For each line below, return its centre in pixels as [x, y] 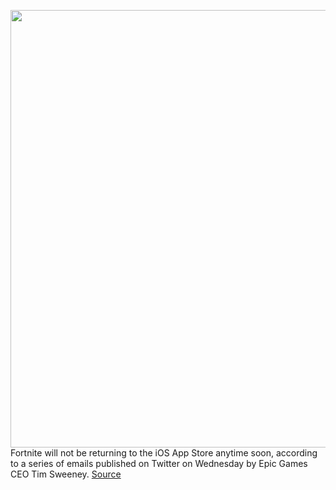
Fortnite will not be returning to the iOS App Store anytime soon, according [164, 453]
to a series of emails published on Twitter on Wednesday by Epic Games [159, 463]
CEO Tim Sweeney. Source [66, 474]
